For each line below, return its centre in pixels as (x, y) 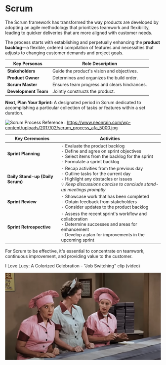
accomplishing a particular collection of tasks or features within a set (75, 108)
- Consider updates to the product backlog (105, 207)
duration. (14, 113)
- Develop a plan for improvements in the (103, 235)
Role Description (100, 64)
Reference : (54, 122)
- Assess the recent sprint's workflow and (104, 214)
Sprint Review (22, 202)
